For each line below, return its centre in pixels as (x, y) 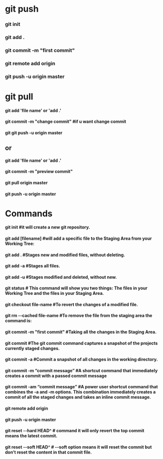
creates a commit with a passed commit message (56, 376)
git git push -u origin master (34, 133)
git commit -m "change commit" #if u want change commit (65, 122)
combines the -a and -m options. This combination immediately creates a (81, 392)
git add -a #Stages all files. (33, 266)
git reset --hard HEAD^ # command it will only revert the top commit (75, 431)
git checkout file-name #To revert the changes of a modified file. (72, 304)
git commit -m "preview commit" (39, 172)
